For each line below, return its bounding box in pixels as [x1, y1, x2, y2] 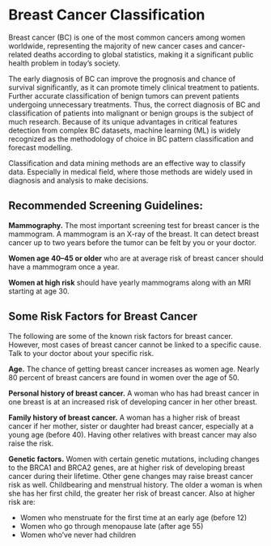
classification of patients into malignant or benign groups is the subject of [8, 108, 254, 118]
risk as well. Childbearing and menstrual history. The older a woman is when [8, 480, 263, 489]
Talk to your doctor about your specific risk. [8, 348, 155, 358]
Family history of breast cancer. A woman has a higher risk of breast [8, 413, 240, 422]
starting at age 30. [8, 286, 70, 296]
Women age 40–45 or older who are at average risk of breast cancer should [8, 253, 265, 263]
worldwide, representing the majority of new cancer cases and [8, 40, 218, 50]
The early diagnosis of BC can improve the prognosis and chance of [8, 74, 236, 83]
